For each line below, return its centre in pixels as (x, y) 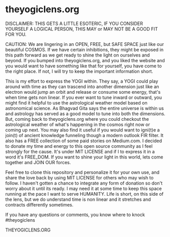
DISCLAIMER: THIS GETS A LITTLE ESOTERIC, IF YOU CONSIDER (74, 23)
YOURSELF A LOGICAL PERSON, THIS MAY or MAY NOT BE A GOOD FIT (82, 29)
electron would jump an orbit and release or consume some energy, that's (83, 92)
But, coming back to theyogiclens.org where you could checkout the (77, 119)
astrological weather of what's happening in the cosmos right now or (78, 124)
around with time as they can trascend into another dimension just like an (82, 86)
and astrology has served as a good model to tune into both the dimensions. (86, 114)
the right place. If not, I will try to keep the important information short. (79, 71)
